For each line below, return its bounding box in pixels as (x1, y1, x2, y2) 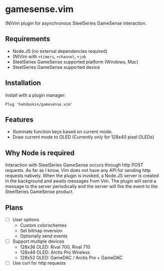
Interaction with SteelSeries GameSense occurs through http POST (5, 162, 144, 168)
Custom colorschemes (20, 222, 67, 228)
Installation (5, 79, 41, 87)
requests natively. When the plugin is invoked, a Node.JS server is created (5, 172, 159, 179)
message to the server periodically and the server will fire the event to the (5, 184, 158, 190)
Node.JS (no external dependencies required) (12, 48, 108, 54)
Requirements (5, 35, 50, 43)
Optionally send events (20, 233, 68, 239)
